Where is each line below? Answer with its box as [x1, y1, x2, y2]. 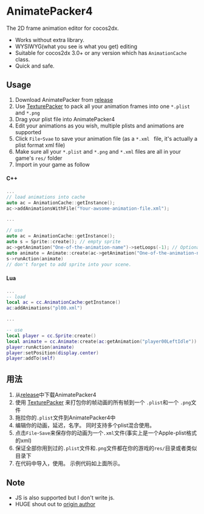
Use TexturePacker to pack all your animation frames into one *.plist [15, 102, 190, 110]
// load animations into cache [6, 194, 86, 200]
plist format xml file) [15, 141, 66, 149]
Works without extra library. [15, 36, 85, 43]
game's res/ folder [15, 154, 63, 162]
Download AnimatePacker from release [15, 96, 114, 103]
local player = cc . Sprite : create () [6, 332, 97, 339]
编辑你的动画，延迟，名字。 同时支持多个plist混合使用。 [15, 422, 155, 429]
